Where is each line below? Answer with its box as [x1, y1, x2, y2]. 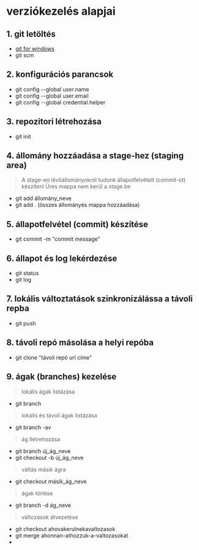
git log [15, 276, 32, 284]
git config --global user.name [15, 85, 90, 93]
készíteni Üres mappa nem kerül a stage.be [21, 183, 131, 190]
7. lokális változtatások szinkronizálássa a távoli [6, 293, 193, 304]
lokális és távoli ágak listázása [21, 411, 98, 419]
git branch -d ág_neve [15, 502, 72, 509]
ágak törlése [21, 489, 53, 497]
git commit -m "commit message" [15, 235, 101, 243]
